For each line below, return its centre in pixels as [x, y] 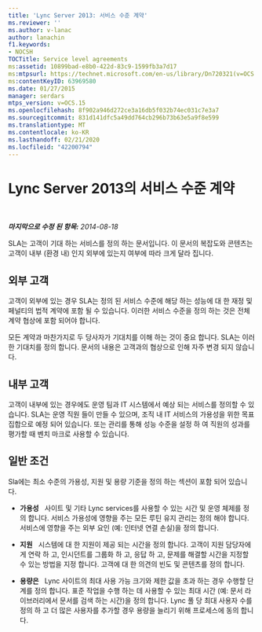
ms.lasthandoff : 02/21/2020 [54, 140]
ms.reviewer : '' [35, 23]
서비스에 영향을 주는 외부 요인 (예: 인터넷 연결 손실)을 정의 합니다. [119, 527]
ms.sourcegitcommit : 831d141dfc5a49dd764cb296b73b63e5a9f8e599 [114, 118]
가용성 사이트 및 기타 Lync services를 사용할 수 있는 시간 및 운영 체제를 [130, 508]
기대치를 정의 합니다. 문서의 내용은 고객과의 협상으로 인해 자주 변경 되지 [125, 347]
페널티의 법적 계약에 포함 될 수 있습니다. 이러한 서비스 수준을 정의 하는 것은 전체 [129, 310]
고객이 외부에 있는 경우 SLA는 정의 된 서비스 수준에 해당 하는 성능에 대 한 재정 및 [130, 301]
